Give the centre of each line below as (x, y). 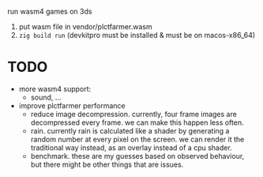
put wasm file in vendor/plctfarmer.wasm (85, 26)
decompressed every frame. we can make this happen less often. (137, 122)
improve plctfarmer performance (72, 105)
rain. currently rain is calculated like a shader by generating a (130, 130)
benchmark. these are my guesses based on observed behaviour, (137, 156)
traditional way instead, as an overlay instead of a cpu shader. (131, 147)
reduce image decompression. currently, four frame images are (134, 114)
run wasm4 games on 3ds (50, 11)
